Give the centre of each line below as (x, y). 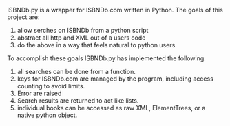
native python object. (47, 115)
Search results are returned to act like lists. (78, 101)
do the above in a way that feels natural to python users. (97, 45)
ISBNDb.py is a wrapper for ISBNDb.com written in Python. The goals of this (115, 10)
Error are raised (39, 93)
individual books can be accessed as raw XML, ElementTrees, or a (111, 108)
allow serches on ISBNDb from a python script (83, 30)
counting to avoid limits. (51, 86)
